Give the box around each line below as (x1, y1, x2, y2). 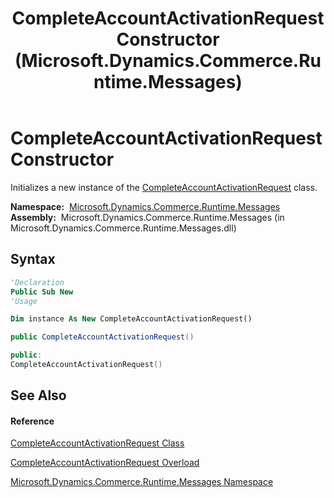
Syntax (10, 251, 56, 268)
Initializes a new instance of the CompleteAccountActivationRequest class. (10, 181, 318, 193)
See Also (10, 387, 67, 404)
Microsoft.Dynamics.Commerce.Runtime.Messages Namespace (10, 476, 274, 488)
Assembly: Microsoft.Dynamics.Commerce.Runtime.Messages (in (10, 211, 285, 223)
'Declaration (10, 277, 65, 287)
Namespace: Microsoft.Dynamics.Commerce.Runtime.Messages (10, 200, 281, 212)
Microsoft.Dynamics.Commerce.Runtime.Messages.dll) (10, 222, 237, 234)
